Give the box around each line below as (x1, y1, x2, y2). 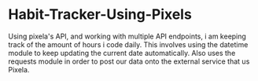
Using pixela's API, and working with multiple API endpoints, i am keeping (8, 31, 246, 41)
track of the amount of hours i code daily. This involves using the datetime (8, 39, 249, 49)
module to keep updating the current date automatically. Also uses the (8, 48, 236, 57)
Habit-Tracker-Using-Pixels (8, 6, 193, 24)
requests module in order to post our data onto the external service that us (8, 57, 250, 66)
